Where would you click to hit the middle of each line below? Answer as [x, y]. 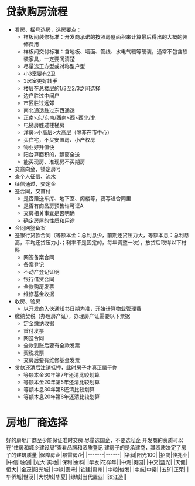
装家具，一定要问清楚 [49, 59]
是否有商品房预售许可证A [53, 206]
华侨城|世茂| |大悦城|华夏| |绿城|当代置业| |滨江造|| [66, 477]
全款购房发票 [39, 286]
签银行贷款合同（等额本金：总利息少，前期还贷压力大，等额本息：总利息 [102, 235]
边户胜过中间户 [41, 95]
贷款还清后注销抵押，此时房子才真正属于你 [66, 367]
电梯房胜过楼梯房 [44, 125]
